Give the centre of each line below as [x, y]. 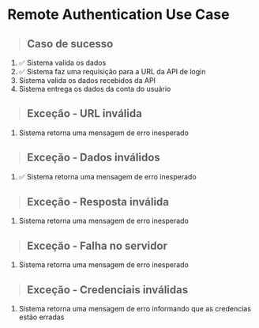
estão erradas [41, 317]
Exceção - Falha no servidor [97, 245]
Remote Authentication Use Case [118, 15]
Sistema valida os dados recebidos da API [87, 80]
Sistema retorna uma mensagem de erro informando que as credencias [135, 309]
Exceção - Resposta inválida [98, 202]
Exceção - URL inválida [84, 113]
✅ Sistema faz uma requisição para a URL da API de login [112, 72]
